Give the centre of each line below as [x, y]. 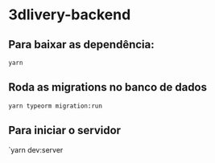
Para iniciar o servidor [65, 130]
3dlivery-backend [70, 15]
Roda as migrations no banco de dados [108, 87]
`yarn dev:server [36, 149]
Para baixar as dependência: [81, 45]
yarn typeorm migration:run [56, 106]
